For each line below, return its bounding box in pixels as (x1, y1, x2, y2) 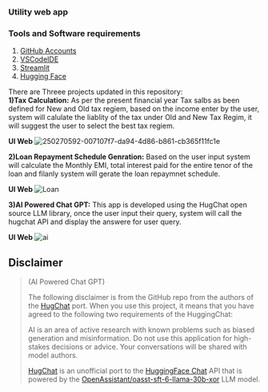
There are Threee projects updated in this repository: (8, 87, 183, 97)
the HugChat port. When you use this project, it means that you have (27, 301, 254, 310)
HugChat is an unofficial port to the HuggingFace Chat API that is (27, 366, 242, 376)
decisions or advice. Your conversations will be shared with (51, 342, 248, 352)
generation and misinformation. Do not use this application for (27, 334, 233, 343)
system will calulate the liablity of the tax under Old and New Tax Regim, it (8, 113, 252, 122)
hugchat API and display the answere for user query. (8, 217, 182, 226)
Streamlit (19, 63, 50, 73)
